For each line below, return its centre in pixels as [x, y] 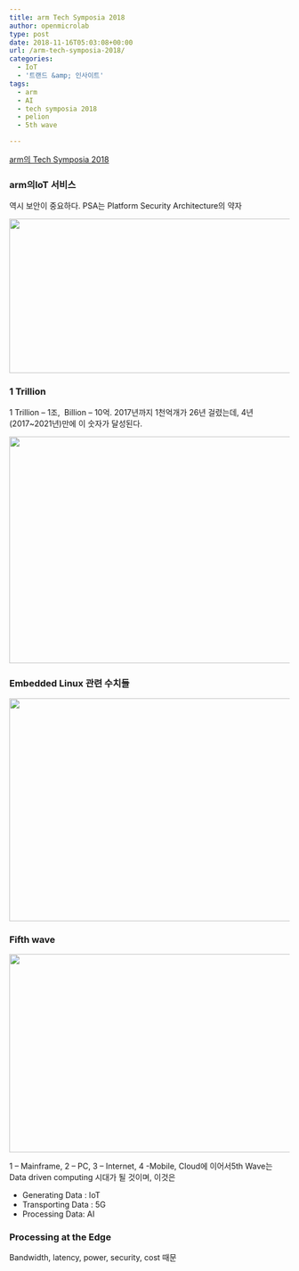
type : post [29, 34]
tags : [19, 84]
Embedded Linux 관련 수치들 [70, 683]
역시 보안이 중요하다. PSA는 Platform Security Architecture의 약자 [125, 206]
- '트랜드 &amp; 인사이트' [61, 76]
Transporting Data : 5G [64, 1205]
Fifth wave [32, 939]
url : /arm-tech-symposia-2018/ [67, 51]
